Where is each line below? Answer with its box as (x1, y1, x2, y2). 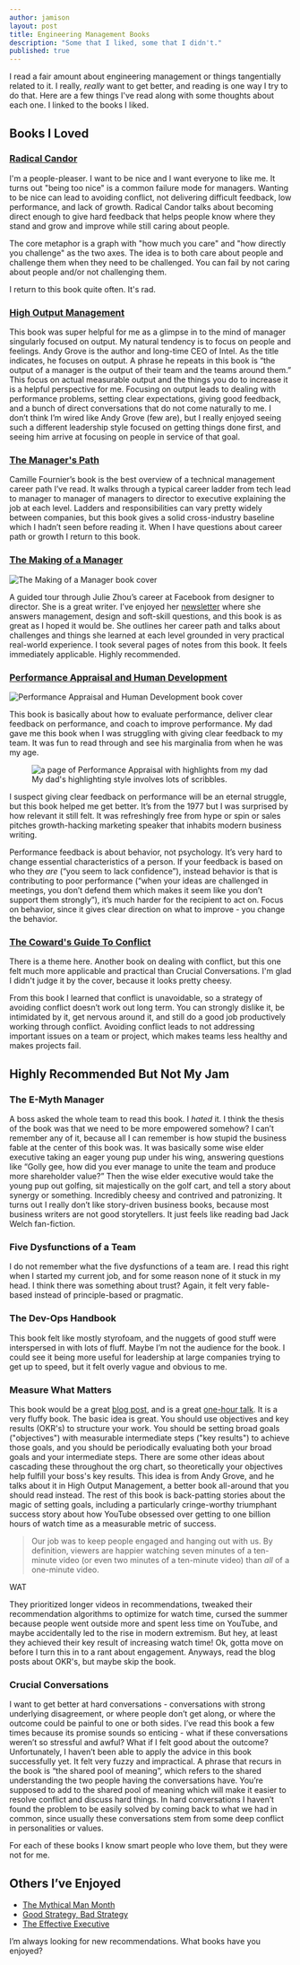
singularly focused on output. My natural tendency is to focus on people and (9, 336, 291, 347)
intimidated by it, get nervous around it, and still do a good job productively (9, 1012, 287, 1022)
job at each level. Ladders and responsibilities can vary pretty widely (9, 503, 262, 514)
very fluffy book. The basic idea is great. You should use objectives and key (9, 1413, 289, 1424)
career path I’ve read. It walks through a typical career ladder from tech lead (9, 483, 291, 494)
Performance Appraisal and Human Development (9, 671, 228, 683)
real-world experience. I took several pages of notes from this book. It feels (9, 639, 288, 650)
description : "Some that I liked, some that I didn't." (9, 38, 222, 48)
